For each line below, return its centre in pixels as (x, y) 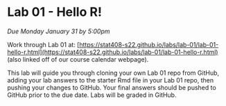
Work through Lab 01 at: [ (43, 44)
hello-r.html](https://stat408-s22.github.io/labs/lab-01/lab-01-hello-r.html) (113, 52)
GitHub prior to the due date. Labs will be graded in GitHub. (92, 95)
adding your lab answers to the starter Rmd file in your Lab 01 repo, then (110, 80)
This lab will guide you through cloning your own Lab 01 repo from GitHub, (113, 73)
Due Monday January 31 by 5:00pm (59, 31)
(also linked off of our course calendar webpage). (78, 59)
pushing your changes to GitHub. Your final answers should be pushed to (112, 87)
